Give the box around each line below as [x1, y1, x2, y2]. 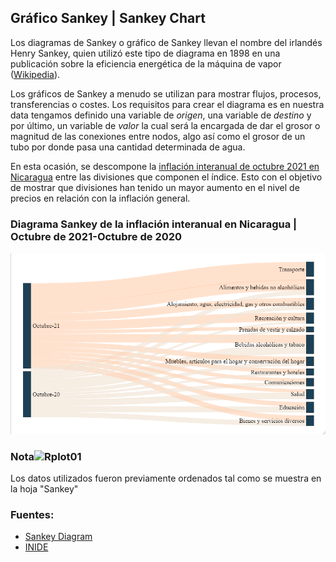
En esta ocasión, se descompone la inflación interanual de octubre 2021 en [10, 160, 320, 172]
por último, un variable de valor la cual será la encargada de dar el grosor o [10, 119, 321, 131]
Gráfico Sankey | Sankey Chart [10, 10, 206, 27]
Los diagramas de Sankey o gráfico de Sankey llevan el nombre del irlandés [10, 36, 323, 48]
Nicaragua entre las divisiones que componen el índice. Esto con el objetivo [10, 171, 323, 183]
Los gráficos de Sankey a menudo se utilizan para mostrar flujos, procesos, [10, 87, 322, 100]
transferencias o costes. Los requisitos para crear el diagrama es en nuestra [10, 98, 325, 110]
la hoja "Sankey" [10, 483, 79, 495]
